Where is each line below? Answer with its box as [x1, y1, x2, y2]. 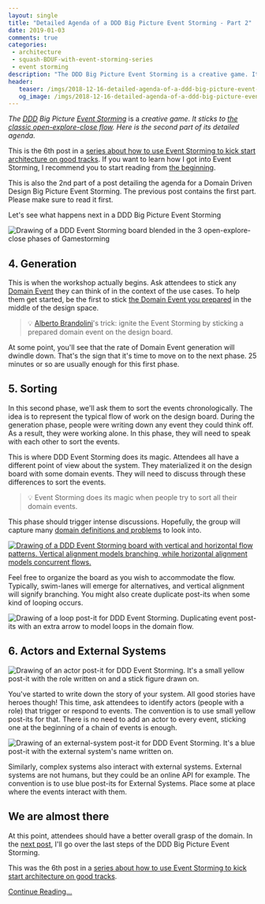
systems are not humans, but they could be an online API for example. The [8, 770, 251, 779]
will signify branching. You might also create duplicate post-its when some [8, 589, 251, 599]
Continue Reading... [8, 887, 73, 896]
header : [8, 77, 34, 85]
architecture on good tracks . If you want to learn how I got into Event [8, 155, 232, 164]
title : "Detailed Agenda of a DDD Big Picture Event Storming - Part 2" [8, 19, 252, 27]
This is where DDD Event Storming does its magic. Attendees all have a [8, 452, 239, 461]
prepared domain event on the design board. [27, 327, 174, 337]
